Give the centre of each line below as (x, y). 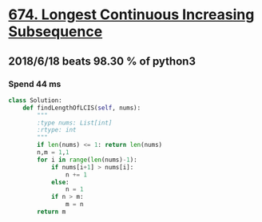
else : (60, 182)
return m (52, 212)
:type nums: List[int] (75, 123)
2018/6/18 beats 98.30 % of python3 (102, 61)
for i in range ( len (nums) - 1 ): (87, 160)
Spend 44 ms (35, 84)
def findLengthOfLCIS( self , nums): (82, 108)
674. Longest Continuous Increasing (131, 15)
